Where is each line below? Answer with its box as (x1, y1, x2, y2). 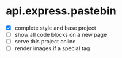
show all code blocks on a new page (14, 31, 107, 38)
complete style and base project (14, 24, 96, 31)
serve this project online (14, 38, 76, 45)
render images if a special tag (14, 45, 90, 52)
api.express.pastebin (6, 4, 117, 18)
